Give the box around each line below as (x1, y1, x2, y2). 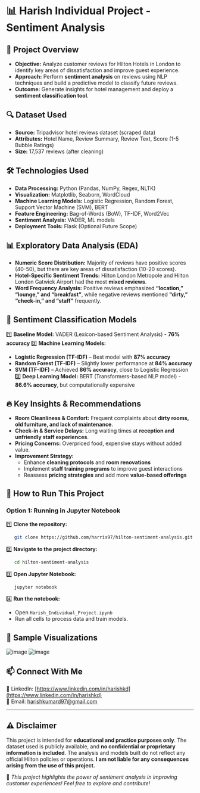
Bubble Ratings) (14, 141, 54, 148)
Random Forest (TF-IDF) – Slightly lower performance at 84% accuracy (14, 360, 192, 367)
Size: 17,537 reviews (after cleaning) (14, 148, 104, 155)
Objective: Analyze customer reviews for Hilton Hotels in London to (14, 60, 181, 67)
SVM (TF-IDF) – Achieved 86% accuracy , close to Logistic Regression (14, 366, 189, 374)
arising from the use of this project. (6, 761, 95, 769)
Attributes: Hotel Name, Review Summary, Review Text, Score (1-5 (14, 135, 179, 142)
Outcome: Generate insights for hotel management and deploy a (14, 86, 174, 92)
